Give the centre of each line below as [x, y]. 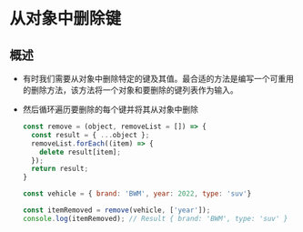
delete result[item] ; [80, 152]
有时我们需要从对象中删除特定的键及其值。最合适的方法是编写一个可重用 [158, 79]
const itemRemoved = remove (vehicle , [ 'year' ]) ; [116, 210]
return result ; [60, 169]
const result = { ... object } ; [91, 135]
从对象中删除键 [66, 19]
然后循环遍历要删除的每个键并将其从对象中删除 [110, 109]
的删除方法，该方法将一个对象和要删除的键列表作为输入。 [130, 90]
